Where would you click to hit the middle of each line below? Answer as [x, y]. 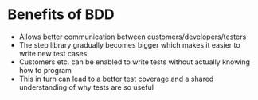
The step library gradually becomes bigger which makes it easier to [129, 44]
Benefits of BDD [61, 15]
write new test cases [53, 53]
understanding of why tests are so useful [86, 87]
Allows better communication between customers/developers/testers [133, 37]
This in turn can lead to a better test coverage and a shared [116, 79]
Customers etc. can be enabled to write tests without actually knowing [135, 62]
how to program [45, 70]
